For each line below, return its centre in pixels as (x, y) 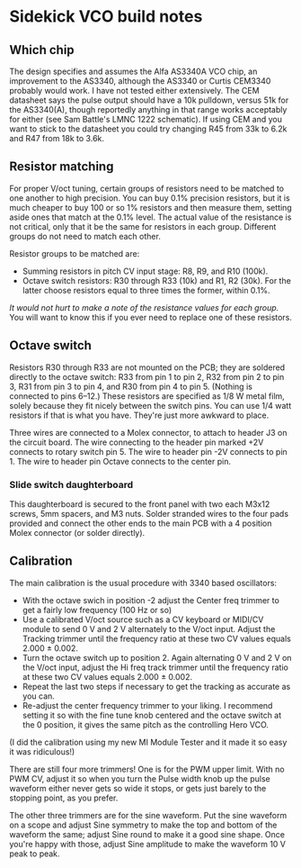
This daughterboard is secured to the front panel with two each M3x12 (140, 504)
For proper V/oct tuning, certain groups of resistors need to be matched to (147, 188)
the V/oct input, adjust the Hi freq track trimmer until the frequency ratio (155, 667)
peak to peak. (35, 854)
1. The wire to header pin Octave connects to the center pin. (120, 461)
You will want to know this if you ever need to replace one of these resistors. (150, 317)
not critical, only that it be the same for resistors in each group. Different (143, 226)
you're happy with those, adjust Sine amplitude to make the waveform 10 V (147, 844)
